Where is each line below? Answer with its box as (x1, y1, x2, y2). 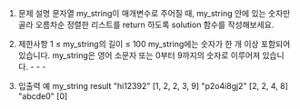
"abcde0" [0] (17, 91, 68, 102)
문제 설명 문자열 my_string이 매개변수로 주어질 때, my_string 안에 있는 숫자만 (17, 8, 291, 18)
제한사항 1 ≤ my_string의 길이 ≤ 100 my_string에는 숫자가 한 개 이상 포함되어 (17, 39, 291, 49)
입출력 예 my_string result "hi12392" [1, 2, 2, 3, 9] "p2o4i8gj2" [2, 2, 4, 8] (17, 81, 289, 91)
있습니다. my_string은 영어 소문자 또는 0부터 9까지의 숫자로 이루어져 (17, 50, 261, 61)
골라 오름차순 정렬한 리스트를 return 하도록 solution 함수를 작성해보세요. (17, 19, 275, 30)
